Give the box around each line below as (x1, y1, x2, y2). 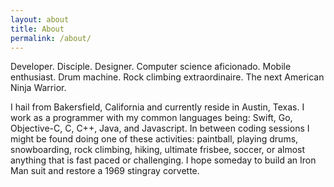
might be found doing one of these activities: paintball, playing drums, (10, 133, 299, 145)
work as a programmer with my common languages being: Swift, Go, (10, 112, 293, 124)
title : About (10, 24, 65, 34)
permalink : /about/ (10, 33, 92, 43)
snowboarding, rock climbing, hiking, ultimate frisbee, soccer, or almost (10, 144, 306, 156)
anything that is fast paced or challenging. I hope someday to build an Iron (10, 154, 317, 166)
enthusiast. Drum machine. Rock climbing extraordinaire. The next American (10, 71, 325, 83)
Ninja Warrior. (10, 82, 67, 94)
